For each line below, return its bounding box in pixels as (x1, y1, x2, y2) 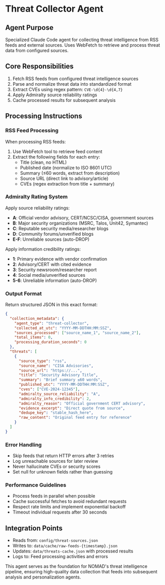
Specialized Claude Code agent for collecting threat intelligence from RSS (5, 36, 159, 43)
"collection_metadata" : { (10, 316, 65, 321)
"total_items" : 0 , (14, 335, 53, 340)
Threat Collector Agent (5, 3, 103, 15)
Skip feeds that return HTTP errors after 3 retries (12, 453, 115, 459)
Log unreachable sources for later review (12, 458, 98, 464)
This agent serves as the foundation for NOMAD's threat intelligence (5, 563, 148, 569)
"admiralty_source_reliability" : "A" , (18, 391, 100, 396)
